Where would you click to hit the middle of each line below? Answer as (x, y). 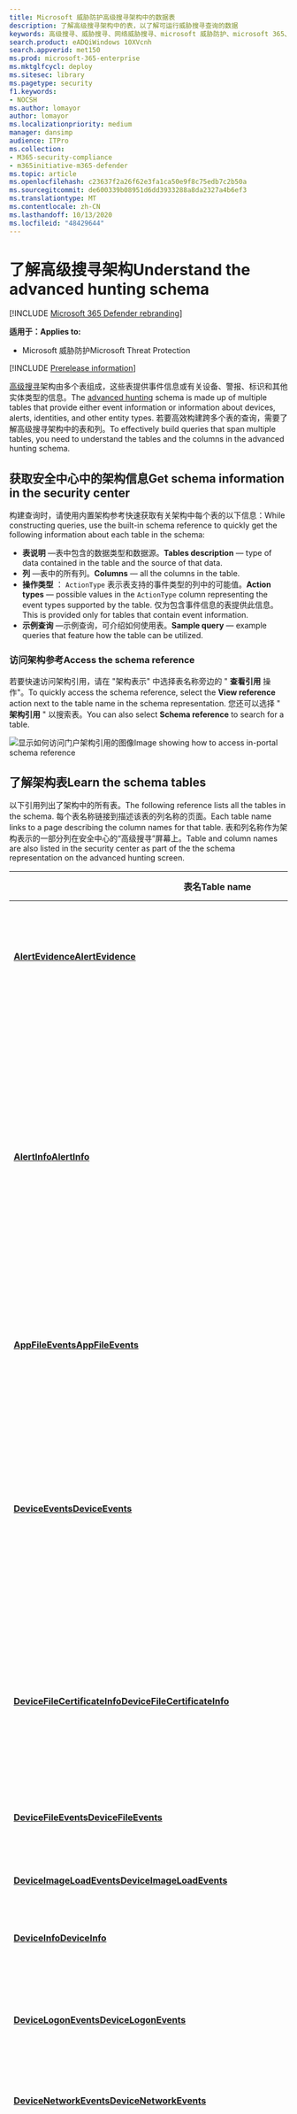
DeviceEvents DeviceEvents (73, 1508)
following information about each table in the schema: (107, 535)
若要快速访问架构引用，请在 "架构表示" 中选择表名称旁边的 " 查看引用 (135, 681)
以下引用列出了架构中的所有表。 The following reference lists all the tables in (147, 806)
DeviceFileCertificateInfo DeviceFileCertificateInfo (122, 1701)
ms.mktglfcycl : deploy (51, 67)
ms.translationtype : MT (53, 199)
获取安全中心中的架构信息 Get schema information (147, 478)
